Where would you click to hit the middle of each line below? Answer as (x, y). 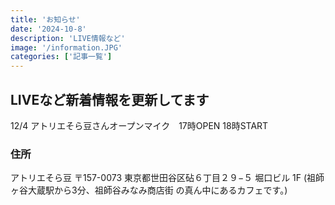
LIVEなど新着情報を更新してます (110, 99)
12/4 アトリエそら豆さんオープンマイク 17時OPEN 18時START (139, 125)
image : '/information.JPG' (66, 47)
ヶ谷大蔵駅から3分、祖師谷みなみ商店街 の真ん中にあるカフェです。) (149, 190)
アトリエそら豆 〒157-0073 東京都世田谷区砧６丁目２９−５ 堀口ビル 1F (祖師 (167, 178)
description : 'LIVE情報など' (68, 38)
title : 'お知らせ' (45, 19)
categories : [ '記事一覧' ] (61, 57)
